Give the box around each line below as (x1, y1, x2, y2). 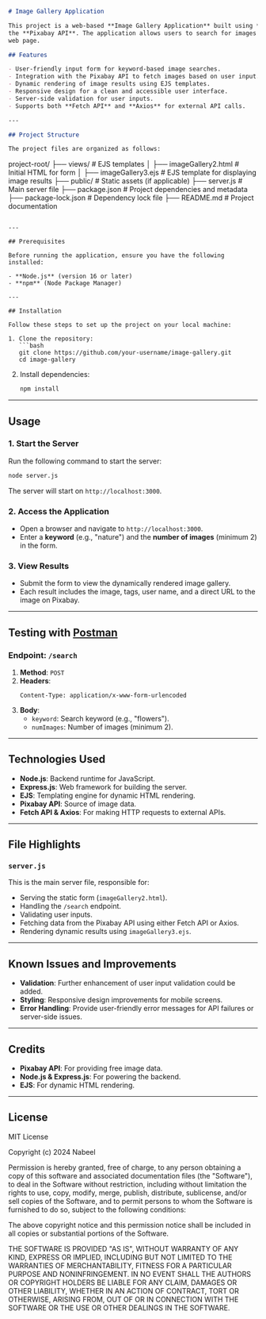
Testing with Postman (8, 625, 118, 639)
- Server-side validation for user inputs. (8, 94, 154, 102)
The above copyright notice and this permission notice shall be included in (8, 1220, 251, 1229)
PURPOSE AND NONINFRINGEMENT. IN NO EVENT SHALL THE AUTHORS (8, 1269, 252, 1279)
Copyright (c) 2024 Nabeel (8, 1147, 97, 1156)
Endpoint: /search (8, 649, 78, 660)
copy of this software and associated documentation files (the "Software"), (8, 1171, 253, 1180)
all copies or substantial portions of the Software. (8, 1229, 169, 1238)
